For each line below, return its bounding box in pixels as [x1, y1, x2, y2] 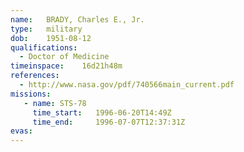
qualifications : [10, 42, 78, 53]
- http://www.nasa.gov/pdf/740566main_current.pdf [19, 80, 235, 90]
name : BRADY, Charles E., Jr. [10, 14, 145, 25]
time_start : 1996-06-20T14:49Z [32, 107, 172, 118]
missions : [10, 89, 52, 99]
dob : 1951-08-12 [10, 33, 92, 43]
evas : [10, 126, 33, 136]
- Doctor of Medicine [19, 52, 110, 62]
